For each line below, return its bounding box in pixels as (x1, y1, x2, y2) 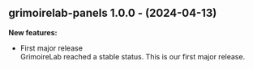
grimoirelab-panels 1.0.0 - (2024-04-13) (8, 6, 217, 20)
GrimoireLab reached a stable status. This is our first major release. (19, 51, 246, 61)
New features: (8, 27, 58, 37)
